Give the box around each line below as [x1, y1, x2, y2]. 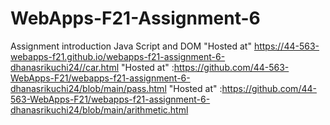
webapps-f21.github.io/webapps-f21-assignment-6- [10, 50, 226, 62]
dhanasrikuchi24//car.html [10, 61, 120, 73]
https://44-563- [253, 40, 320, 52]
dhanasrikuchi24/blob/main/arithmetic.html [10, 103, 189, 116]
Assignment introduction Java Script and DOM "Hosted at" [10, 40, 252, 52]
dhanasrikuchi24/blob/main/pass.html [10, 82, 167, 94]
